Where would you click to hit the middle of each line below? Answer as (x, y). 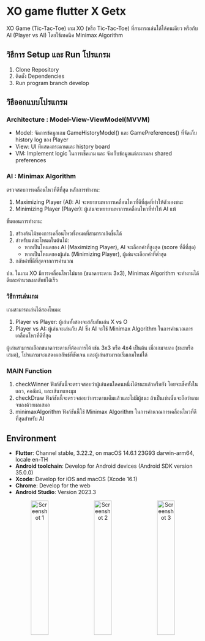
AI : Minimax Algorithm (41, 176)
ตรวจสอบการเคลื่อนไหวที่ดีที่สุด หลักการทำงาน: (53, 189)
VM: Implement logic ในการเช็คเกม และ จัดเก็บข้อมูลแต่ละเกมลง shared (94, 154)
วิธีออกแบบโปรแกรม (37, 102)
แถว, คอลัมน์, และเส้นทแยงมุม (46, 391)
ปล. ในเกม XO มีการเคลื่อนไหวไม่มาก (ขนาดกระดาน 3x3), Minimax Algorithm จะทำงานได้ (103, 273)
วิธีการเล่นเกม (22, 296)
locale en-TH (32, 460)
